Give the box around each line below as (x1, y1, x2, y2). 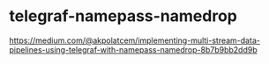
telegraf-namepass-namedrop (9, 6, 238, 26)
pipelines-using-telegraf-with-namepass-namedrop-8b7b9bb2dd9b (9, 44, 258, 54)
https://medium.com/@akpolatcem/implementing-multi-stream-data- (9, 35, 260, 46)
